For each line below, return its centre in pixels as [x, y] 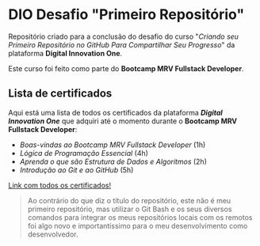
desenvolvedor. [53, 234]
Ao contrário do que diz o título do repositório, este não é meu [129, 200]
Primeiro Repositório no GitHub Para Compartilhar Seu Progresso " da [122, 44]
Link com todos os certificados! [60, 185]
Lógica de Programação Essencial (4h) [84, 153]
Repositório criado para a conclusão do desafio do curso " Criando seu [124, 36]
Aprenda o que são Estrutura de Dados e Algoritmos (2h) [113, 161]
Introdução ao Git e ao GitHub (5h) [76, 170]
